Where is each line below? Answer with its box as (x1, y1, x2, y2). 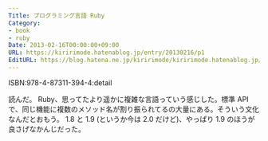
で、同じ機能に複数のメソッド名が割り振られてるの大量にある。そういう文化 (8, 104, 260, 114)
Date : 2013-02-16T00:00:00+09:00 (8, 41, 120, 49)
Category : (8, 19, 41, 27)
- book (8, 26, 30, 34)
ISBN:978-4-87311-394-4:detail (8, 77, 112, 88)
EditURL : (8, 57, 37, 65)
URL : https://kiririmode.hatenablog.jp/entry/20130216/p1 (8, 49, 205, 57)
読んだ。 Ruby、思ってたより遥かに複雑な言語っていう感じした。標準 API (8, 94, 249, 104)
